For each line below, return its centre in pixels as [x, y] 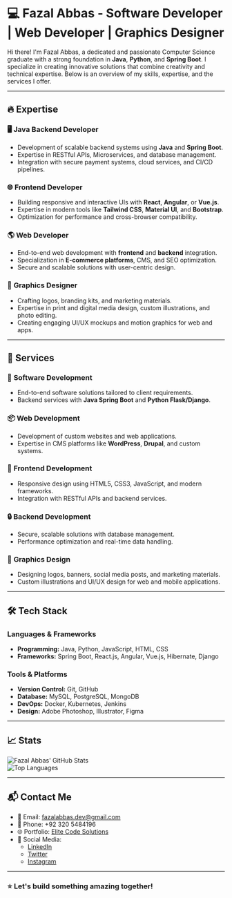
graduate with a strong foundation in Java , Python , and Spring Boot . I [107, 59]
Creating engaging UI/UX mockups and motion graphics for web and [115, 323]
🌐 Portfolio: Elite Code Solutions [63, 832]
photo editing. [37, 315]
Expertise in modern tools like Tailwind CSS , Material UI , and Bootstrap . [120, 209]
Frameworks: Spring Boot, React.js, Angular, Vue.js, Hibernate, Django [118, 656]
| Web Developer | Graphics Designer [116, 33]
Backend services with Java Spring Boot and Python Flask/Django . [114, 400]
